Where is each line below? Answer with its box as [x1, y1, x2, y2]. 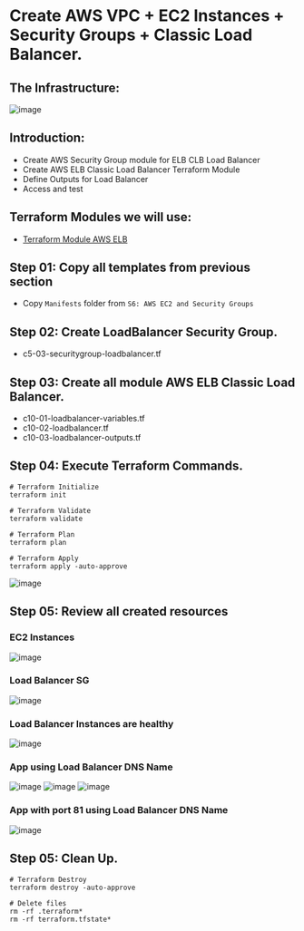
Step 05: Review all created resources [9, 604, 229, 619]
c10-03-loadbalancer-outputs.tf [22, 432, 142, 443]
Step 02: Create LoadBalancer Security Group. [9, 324, 279, 340]
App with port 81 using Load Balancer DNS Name [9, 804, 229, 817]
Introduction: [9, 131, 85, 146]
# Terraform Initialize [9, 482, 100, 491]
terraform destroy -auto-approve [9, 883, 136, 892]
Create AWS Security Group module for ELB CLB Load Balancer [22, 154, 260, 165]
